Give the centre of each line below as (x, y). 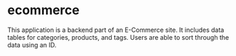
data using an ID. (32, 45)
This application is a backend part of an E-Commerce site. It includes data (116, 30)
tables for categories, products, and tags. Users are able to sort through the (118, 37)
